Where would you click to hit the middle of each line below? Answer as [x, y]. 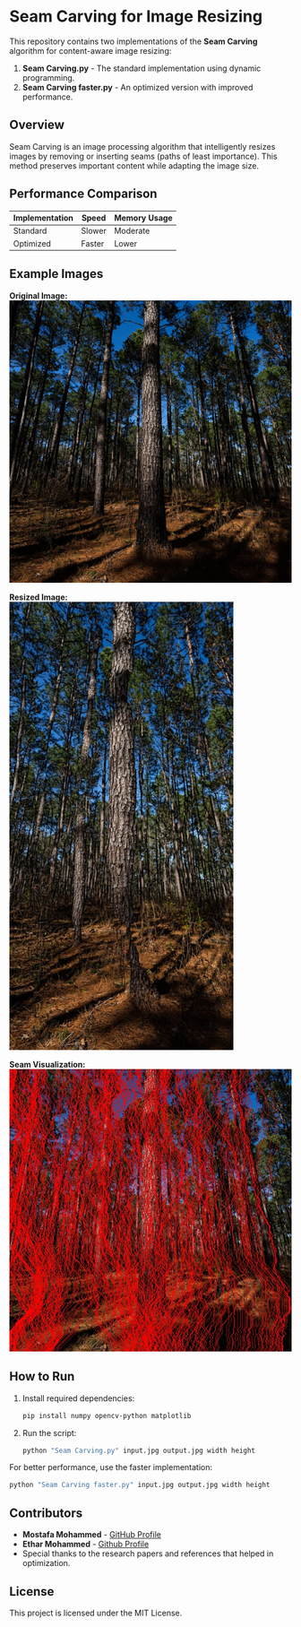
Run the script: [49, 1432]
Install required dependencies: [78, 1398]
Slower [94, 231]
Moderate [132, 231]
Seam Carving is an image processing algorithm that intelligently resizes [142, 146]
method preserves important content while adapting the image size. [134, 165]
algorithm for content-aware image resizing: [90, 50]
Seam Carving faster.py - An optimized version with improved [138, 87]
